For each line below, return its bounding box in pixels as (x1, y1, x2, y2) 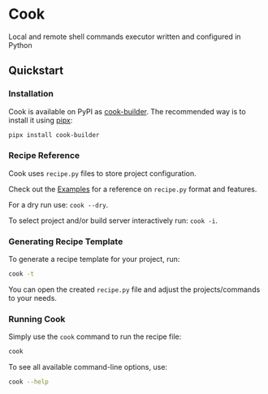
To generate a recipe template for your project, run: (8, 255, 180, 264)
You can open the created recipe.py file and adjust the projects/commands (8, 285, 261, 294)
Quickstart (8, 64, 64, 78)
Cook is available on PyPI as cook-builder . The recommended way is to (8, 106, 246, 116)
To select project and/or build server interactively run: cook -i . (8, 216, 218, 225)
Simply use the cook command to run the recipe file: (8, 332, 182, 341)
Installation (8, 88, 54, 100)
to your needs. (8, 293, 57, 302)
